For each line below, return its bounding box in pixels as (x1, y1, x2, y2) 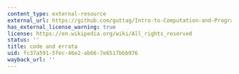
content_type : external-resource (7, 10, 107, 18)
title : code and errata (7, 43, 78, 50)
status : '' (7, 37, 40, 44)
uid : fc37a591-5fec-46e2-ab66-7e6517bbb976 (7, 50, 139, 57)
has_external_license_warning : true (7, 23, 116, 30)
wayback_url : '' (7, 56, 55, 63)
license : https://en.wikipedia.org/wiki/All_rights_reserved (7, 30, 193, 37)
